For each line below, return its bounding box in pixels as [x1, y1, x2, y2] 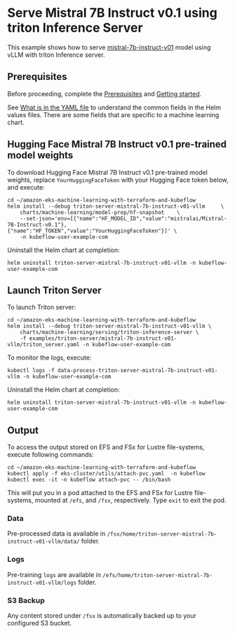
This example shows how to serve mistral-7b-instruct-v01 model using [7, 43, 211, 51]
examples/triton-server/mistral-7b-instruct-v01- [29, 335, 177, 342]
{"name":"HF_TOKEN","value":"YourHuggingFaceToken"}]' [7, 227, 171, 235]
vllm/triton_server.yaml [7, 341, 80, 348]
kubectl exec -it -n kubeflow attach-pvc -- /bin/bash [7, 476, 171, 484]
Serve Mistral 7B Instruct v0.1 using [7, 5, 217, 21]
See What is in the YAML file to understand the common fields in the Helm [7, 103, 221, 112]
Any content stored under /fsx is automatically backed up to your [7, 612, 196, 620]
